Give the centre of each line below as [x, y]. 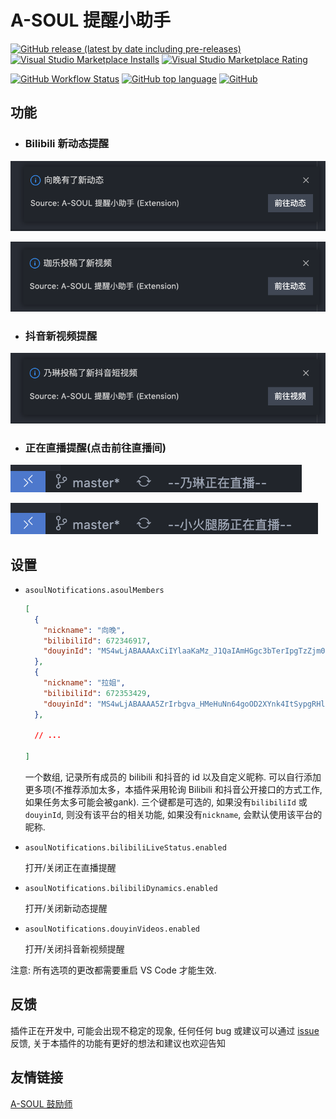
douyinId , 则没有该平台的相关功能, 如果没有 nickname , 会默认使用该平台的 [173, 815]
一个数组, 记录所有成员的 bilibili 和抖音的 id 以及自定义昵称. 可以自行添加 [173, 777]
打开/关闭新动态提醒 [66, 908]
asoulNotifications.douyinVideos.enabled [112, 929]
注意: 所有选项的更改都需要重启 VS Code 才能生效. [113, 970]
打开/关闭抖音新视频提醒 [74, 949]
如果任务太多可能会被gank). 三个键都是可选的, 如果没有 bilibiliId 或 [166, 802]
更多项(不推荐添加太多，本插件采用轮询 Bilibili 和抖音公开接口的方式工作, [173, 790]
